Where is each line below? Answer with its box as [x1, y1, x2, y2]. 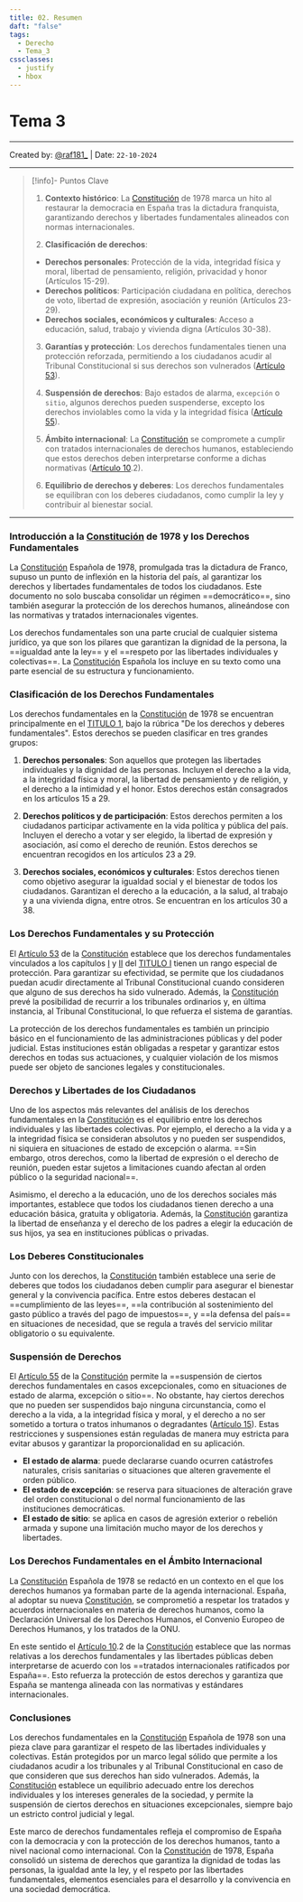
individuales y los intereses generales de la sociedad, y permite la [9, 1789, 254, 1801]
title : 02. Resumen [9, 13, 83, 23]
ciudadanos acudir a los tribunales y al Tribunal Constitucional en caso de [9, 1761, 284, 1772]
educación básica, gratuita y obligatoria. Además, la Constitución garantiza [9, 1208, 289, 1219]
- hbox [17, 72, 42, 81]
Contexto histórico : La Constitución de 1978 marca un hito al [44, 192, 272, 203]
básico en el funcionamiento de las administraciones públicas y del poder [9, 1033, 283, 1044]
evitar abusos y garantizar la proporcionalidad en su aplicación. [9, 1438, 245, 1449]
